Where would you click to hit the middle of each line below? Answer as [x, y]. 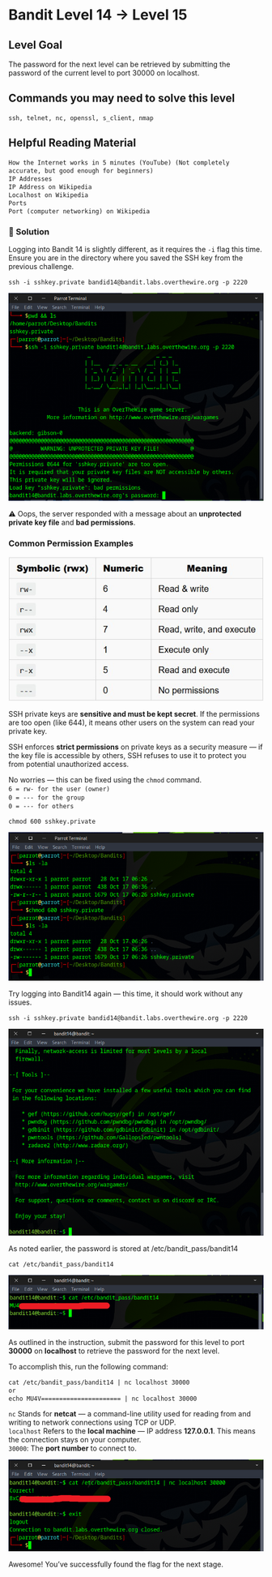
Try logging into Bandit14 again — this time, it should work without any [125, 993]
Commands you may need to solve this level [122, 99]
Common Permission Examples [71, 543]
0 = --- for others [41, 806]
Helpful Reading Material [72, 143]
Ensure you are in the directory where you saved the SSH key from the [126, 258]
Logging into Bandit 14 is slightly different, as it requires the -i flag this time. [135, 249]
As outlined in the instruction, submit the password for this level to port [127, 1343]
